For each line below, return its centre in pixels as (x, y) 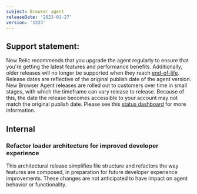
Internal (21, 129)
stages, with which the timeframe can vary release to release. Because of (95, 92)
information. (21, 111)
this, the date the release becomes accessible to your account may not (92, 98)
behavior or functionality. (36, 184)
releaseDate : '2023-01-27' (39, 17)
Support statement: (43, 46)
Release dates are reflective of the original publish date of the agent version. (99, 79)
